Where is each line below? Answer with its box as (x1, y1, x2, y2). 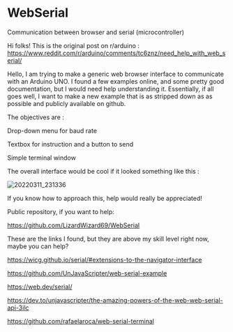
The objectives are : (7, 113, 65, 121)
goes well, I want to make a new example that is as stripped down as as (7, 92, 213, 100)
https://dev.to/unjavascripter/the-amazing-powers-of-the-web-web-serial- (7, 296, 223, 304)
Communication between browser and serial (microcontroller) (7, 28, 185, 36)
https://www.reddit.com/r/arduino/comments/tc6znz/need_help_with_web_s (7, 49, 226, 57)
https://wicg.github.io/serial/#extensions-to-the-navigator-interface (7, 255, 202, 264)
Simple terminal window (7, 153, 77, 162)
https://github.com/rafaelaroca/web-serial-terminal (7, 317, 155, 325)
